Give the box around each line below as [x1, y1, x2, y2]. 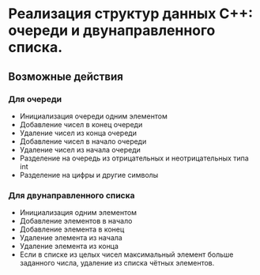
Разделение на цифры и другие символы [19, 170, 159, 179]
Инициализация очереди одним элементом [19, 111, 168, 121]
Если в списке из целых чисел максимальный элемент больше [19, 250, 234, 259]
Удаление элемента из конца [19, 242, 119, 251]
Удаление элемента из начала [19, 233, 122, 243]
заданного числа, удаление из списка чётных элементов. [19, 258, 215, 268]
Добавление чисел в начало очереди [19, 136, 147, 146]
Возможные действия [8, 70, 124, 83]
